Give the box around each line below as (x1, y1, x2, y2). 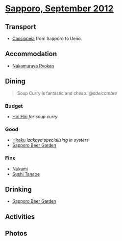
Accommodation (5, 50, 57, 58)
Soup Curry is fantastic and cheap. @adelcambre (17, 90, 118, 96)
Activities (5, 212, 35, 221)
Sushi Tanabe (12, 171, 40, 177)
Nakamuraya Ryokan (12, 62, 54, 69)
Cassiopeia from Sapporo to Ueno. (12, 35, 82, 41)
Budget (5, 102, 23, 109)
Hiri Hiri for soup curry (12, 114, 58, 120)
